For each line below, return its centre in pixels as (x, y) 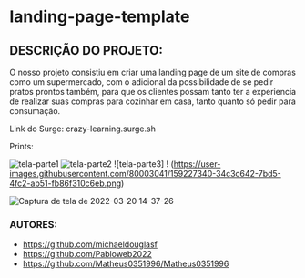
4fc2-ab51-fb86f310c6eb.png (65, 183)
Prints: (21, 146)
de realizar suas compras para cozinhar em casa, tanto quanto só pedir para (152, 101)
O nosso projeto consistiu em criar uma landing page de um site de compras (152, 72)
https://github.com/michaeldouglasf (90, 244)
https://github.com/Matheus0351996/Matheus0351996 (126, 264)
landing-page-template (100, 17)
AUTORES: (33, 224)
